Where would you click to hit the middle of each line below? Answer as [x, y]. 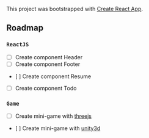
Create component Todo [46, 88]
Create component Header [49, 57]
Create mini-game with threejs [53, 116]
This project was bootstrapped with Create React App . [75, 9]
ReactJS [18, 45]
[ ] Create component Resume [53, 76]
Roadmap [25, 28]
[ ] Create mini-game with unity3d [58, 128]
